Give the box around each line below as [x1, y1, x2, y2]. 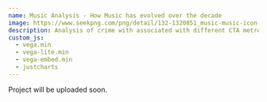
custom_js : [8, 33, 44, 42]
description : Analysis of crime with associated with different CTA [8, 26, 240, 34]
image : [8, 19, 30, 27]
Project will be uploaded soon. [8, 85, 108, 94]
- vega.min [15, 41, 52, 49]
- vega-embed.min [15, 56, 73, 64]
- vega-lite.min [15, 48, 69, 56]
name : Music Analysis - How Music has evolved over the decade [8, 11, 222, 20]
